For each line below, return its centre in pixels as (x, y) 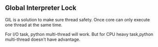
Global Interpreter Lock (41, 8)
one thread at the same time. (34, 25)
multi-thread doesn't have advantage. (43, 39)
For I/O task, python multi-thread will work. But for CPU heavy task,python (79, 34)
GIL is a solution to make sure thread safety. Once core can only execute (78, 19)
